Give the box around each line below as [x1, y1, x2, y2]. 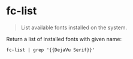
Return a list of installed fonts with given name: [6, 35, 122, 42]
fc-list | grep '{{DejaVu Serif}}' [6, 46, 95, 53]
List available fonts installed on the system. [20, 24, 128, 31]
